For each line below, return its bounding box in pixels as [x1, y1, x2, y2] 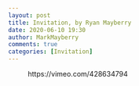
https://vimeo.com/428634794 [27, 70, 128, 78]
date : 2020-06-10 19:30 [8, 26, 86, 34]
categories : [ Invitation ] [8, 48, 93, 56]
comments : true [8, 41, 58, 48]
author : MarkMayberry [8, 33, 79, 41]
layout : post [8, 11, 51, 20]
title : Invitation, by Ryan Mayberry [8, 19, 132, 27]
